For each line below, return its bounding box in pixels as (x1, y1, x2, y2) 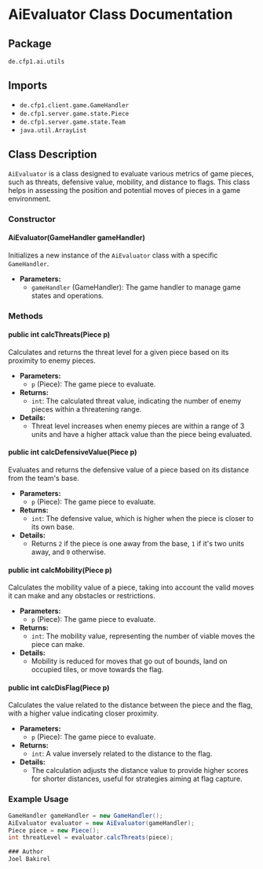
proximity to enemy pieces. (8, 356, 96, 365)
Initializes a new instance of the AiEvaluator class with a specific (8, 250, 218, 260)
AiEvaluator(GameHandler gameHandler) (8, 233, 145, 242)
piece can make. (31, 640, 85, 649)
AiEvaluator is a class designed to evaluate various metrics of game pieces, (8, 168, 254, 178)
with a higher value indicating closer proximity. (8, 708, 159, 718)
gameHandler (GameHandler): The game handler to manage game (31, 282, 241, 292)
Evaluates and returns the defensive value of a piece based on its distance (8, 465, 250, 475)
